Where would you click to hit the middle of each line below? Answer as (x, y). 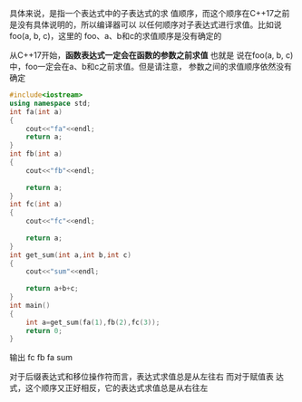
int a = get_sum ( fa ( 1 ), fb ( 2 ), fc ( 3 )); (93, 322)
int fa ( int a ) (36, 111)
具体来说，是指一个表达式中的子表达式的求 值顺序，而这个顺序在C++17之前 (150, 13)
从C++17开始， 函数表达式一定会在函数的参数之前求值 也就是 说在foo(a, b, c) (151, 55)
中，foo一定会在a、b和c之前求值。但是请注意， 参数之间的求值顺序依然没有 (151, 67)
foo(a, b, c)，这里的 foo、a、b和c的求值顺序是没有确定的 (116, 36)
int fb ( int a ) (36, 154)
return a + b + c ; (52, 289)
